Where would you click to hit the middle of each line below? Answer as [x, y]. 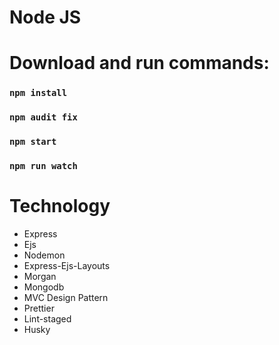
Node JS [45, 17]
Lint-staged [47, 319]
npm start [33, 142]
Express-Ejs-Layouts [67, 265]
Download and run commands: [139, 63]
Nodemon [44, 255]
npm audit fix [43, 117]
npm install [38, 93]
